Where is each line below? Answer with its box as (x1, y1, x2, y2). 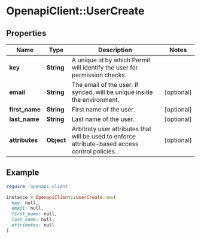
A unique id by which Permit (71, 56, 151, 64)
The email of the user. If (71, 81, 139, 89)
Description (98, 46, 133, 54)
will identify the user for (71, 63, 139, 71)
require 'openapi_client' (6, 183, 71, 189)
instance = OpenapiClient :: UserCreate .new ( (6, 194, 117, 200)
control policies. (71, 147, 117, 155)
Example (6, 168, 39, 178)
